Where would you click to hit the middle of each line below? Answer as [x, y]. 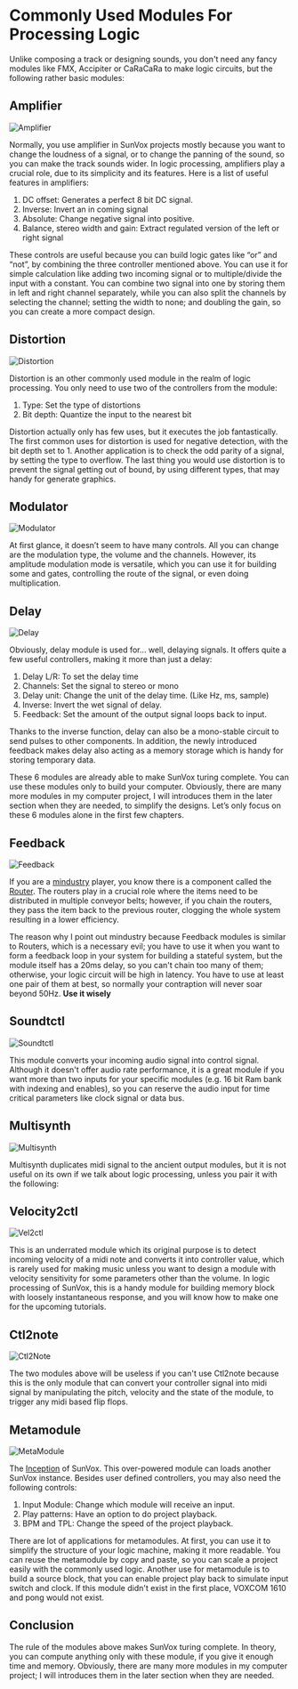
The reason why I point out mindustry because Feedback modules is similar [148, 937]
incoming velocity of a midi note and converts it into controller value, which [147, 1259]
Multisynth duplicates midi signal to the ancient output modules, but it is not [148, 1164]
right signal [43, 238]
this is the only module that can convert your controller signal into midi [138, 1383]
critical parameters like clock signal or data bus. [97, 1098]
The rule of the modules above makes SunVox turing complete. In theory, [143, 1646]
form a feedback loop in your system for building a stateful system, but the [146, 956]
